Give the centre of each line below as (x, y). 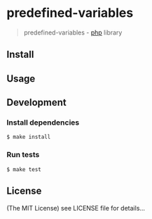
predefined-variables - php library (73, 32)
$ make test (24, 169)
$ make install (29, 137)
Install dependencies (43, 123)
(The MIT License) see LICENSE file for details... (76, 208)
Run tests (23, 155)
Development (37, 102)
